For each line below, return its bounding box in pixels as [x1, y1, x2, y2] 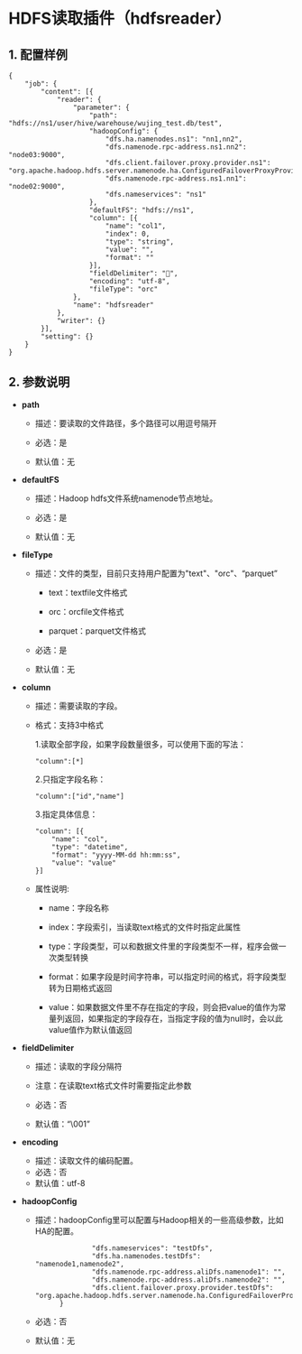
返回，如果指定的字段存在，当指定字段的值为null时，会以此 [64, 1013, 283, 1024]
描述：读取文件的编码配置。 [34, 1155, 139, 1165]
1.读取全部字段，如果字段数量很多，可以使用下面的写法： [34, 738, 247, 749]
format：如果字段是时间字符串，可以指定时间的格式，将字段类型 [48, 971, 287, 982]
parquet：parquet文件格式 [48, 625, 146, 636]
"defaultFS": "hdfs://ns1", [88, 206, 195, 215]
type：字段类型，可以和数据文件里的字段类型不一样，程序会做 [48, 941, 279, 951]
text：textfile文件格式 [48, 587, 128, 598]
